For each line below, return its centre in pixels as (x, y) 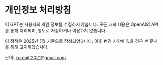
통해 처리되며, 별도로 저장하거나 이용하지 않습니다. (58, 30)
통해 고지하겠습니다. (29, 47)
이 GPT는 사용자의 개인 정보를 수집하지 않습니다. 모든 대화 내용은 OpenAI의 (78, 24)
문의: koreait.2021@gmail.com (36, 57)
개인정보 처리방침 (38, 10)
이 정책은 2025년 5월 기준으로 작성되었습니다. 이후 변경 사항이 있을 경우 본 (77, 41)
